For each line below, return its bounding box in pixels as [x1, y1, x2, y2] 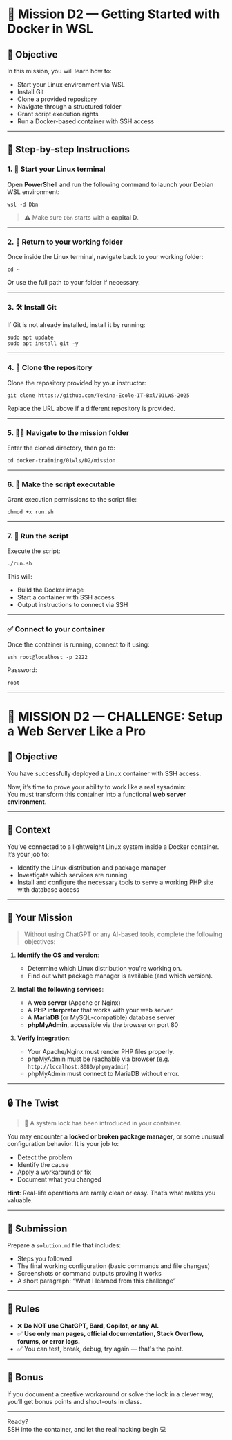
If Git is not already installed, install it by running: [7, 321, 146, 329]
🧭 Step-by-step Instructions [7, 143, 130, 155]
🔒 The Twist [7, 1097, 59, 1109]
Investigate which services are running [17, 870, 128, 879]
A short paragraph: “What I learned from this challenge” [17, 1276, 176, 1285]
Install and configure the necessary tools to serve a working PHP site [17, 878, 214, 886]
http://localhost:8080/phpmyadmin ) [27, 1062, 129, 1071]
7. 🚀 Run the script [7, 532, 69, 541]
